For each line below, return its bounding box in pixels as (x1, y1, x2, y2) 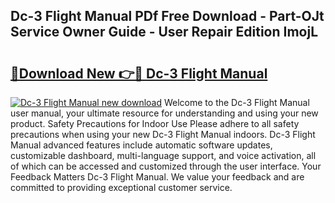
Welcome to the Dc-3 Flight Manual (163, 97, 310, 108)
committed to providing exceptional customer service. (10, 182, 233, 193)
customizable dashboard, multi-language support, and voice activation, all (10, 150, 317, 161)
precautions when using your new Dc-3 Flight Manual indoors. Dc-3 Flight (10, 129, 316, 140)
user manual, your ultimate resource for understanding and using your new (10, 107, 319, 119)
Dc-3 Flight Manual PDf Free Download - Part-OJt (10, 8, 325, 25)
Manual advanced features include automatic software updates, (10, 139, 273, 151)
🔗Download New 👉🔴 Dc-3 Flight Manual (10, 65, 268, 82)
